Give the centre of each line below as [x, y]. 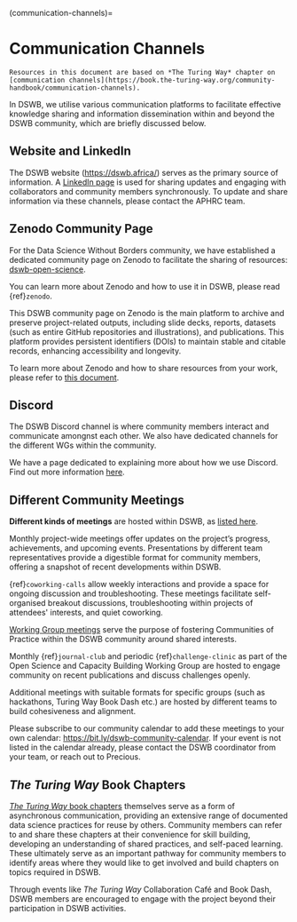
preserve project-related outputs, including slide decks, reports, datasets [143, 322]
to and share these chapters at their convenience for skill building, [130, 835]
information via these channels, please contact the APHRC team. [127, 201]
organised [27, 603]
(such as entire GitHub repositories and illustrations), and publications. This [147, 331]
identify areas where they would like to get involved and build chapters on [144, 862]
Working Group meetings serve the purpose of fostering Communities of [142, 630]
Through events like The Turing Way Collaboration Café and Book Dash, [141, 889]
